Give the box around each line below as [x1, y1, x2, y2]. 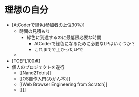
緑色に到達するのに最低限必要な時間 [26, 34, 102, 40]
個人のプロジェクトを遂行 [11, 64, 65, 70]
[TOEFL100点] [11, 58, 41, 64]
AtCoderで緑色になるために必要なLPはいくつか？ [34, 40, 136, 46]
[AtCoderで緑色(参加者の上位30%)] [11, 22, 85, 28]
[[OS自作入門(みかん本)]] [19, 75, 70, 82]
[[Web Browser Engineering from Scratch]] [19, 81, 108, 87]
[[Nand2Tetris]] [19, 70, 51, 76]
